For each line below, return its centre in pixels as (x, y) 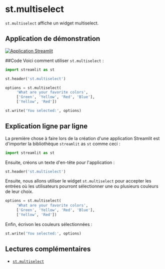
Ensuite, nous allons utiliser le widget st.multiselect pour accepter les (78, 181)
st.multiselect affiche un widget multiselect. (52, 23)
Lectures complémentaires (48, 249)
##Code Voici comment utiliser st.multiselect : (54, 60)
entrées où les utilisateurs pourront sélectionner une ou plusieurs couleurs (82, 186)
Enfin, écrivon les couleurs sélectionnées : (49, 224)
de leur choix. (19, 191)
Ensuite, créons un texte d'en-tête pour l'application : (60, 162)
